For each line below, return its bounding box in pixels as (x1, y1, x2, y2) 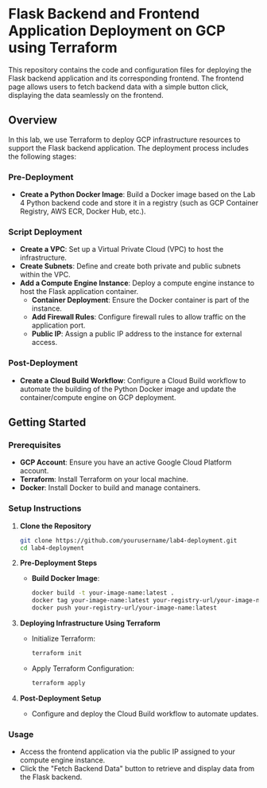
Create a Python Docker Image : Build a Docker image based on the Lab (19, 190, 256, 199)
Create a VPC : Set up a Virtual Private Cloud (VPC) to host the (19, 245, 224, 254)
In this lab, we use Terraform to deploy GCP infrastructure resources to (8, 135, 241, 144)
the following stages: (8, 151, 77, 161)
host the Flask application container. (19, 287, 139, 296)
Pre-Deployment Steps (19, 559, 98, 568)
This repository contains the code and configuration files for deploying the (8, 65, 252, 74)
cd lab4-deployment (19, 543, 85, 552)
